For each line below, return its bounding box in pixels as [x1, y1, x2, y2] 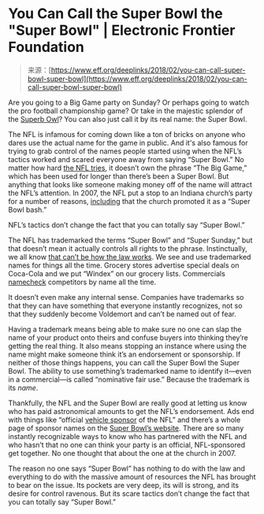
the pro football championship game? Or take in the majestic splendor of [8, 105, 243, 115]
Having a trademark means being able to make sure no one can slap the [8, 324, 242, 334]
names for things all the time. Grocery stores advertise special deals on [8, 261, 240, 270]
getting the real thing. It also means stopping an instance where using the [8, 341, 247, 350]
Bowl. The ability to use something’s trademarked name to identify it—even [8, 366, 252, 375]
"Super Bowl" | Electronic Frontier [8, 21, 236, 39]
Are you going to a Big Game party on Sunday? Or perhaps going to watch [8, 98, 250, 107]
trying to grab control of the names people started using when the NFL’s [8, 146, 243, 156]
